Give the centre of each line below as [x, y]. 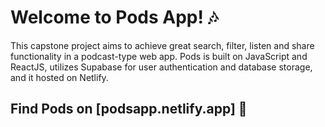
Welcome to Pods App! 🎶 [114, 17]
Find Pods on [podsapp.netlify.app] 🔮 [129, 109]
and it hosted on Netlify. [59, 77]
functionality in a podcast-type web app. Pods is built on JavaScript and [159, 56]
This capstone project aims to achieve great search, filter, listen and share [162, 45]
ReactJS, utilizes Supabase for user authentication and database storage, [161, 67]
